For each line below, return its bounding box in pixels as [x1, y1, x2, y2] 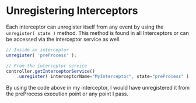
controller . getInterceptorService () [6, 68, 95, 74]
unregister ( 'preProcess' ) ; [6, 52, 77, 58]
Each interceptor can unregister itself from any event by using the [6, 23, 164, 30]
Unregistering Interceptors [6, 4, 138, 17]
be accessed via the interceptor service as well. [6, 35, 121, 42]
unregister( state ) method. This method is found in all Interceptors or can [6, 29, 190, 36]
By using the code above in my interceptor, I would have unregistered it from [6, 84, 190, 91]
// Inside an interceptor [6, 47, 69, 53]
